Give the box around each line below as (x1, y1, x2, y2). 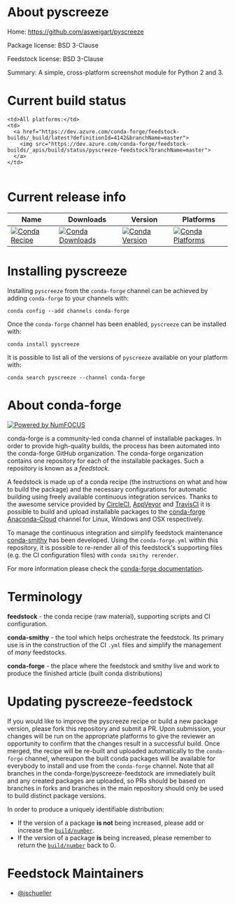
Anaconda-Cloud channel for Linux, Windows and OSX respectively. (7, 515, 204, 523)
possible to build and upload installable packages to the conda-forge (7, 507, 206, 515)
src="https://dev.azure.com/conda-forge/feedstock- (35, 140, 190, 147)
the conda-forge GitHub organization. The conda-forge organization (7, 449, 204, 457)
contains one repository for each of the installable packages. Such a (7, 457, 204, 465)
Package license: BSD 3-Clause (7, 41, 99, 49)
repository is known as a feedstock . (7, 464, 111, 472)
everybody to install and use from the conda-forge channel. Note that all (7, 762, 214, 770)
